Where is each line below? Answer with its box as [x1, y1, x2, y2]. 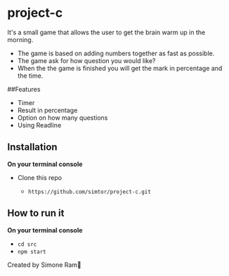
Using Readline [17, 120, 62, 129]
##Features [7, 85, 41, 93]
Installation [7, 142, 58, 153]
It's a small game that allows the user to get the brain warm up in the [7, 28, 206, 36]
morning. [7, 35, 34, 43]
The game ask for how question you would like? [17, 56, 156, 64]
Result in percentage [17, 106, 78, 114]
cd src [17, 240, 37, 248]
